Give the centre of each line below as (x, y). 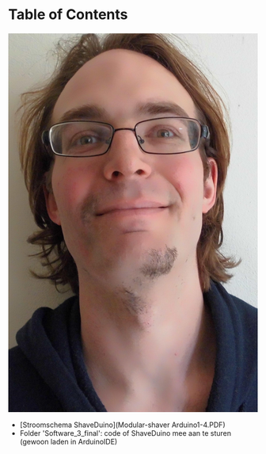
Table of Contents (68, 15)
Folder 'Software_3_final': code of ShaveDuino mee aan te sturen (125, 433)
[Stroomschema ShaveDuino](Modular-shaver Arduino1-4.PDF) (122, 425)
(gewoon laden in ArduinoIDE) (68, 441)
